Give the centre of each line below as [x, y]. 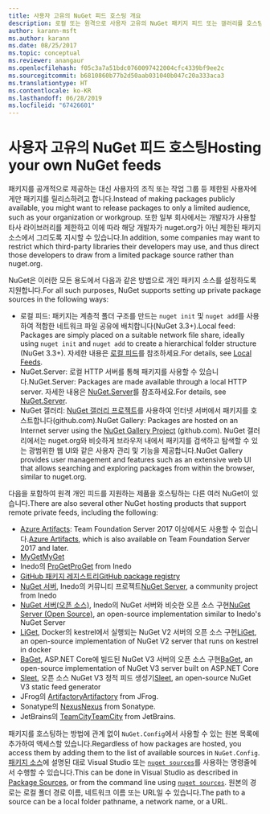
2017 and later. [44, 549]
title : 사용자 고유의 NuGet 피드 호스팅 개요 [75, 16]
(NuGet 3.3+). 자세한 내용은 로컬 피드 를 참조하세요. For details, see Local [135, 353]
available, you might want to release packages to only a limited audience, [129, 208]
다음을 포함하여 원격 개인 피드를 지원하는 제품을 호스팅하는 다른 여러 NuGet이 [129, 493]
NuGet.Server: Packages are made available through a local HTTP [138, 382]
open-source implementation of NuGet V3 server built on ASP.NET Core [139, 668]
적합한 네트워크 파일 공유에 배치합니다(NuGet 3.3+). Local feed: [135, 326]
